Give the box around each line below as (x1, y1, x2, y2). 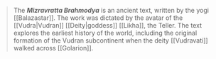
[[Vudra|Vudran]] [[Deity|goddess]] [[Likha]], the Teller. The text (13, 21, 202, 29)
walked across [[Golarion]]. (13, 44, 94, 52)
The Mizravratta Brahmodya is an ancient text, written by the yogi (13, 6, 209, 14)
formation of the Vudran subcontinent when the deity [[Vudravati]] (13, 36, 208, 45)
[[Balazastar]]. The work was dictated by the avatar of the (13, 14, 183, 22)
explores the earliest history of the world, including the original (13, 28, 198, 37)
